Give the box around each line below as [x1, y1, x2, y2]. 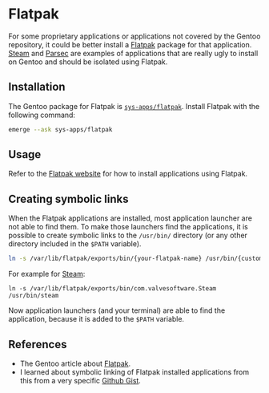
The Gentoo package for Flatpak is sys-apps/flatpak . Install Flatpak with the [8, 101, 260, 111]
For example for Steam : [8, 269, 86, 279]
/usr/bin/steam [8, 292, 59, 300]
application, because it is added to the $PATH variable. [8, 314, 185, 324]
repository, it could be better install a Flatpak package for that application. [8, 39, 252, 49]
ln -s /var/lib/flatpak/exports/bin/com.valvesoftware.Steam [8, 285, 217, 293]
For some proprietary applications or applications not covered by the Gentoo [8, 31, 261, 41]
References [8, 338, 67, 351]
